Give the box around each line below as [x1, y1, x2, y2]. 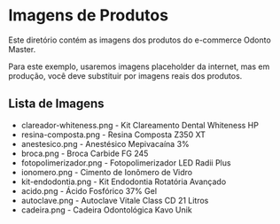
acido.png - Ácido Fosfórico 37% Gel [20, 185, 157, 196]
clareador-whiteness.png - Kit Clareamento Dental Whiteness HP [20, 120, 259, 130]
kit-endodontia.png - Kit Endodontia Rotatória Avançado [20, 176, 227, 187]
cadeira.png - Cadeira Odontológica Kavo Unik [20, 205, 192, 215]
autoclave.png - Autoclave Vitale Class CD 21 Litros [20, 195, 209, 205]
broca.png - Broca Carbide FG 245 [20, 148, 149, 158]
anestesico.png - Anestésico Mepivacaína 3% [20, 138, 190, 149]
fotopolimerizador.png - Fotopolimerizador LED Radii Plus [20, 157, 231, 168]
